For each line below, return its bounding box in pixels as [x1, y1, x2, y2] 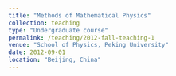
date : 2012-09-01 [8, 48, 66, 56]
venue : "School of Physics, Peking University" [8, 41, 170, 49]
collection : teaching [8, 19, 80, 27]
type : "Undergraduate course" [8, 26, 109, 34]
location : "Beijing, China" [8, 56, 102, 64]
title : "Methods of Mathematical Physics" [8, 11, 151, 20]
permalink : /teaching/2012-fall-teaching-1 [8, 33, 155, 42]
